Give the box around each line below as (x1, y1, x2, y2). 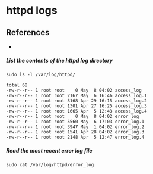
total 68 (6, 82, 28, 88)
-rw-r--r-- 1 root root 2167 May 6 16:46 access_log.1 (6, 92, 147, 98)
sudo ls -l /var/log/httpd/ (6, 72, 76, 77)
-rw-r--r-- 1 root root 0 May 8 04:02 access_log (6, 87, 142, 93)
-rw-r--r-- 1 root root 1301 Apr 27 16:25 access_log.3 (6, 102, 147, 109)
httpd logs (6, 4, 58, 17)
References (6, 27, 50, 38)
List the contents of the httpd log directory (6, 57, 113, 64)
